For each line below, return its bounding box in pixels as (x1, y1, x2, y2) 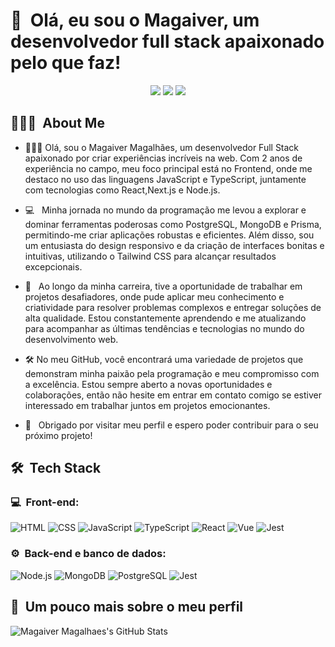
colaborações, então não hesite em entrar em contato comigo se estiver (24, 389, 322, 401)
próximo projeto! (24, 429, 93, 441)
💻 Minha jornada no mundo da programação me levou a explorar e (24, 204, 307, 216)
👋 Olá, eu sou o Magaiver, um (10, 9, 260, 32)
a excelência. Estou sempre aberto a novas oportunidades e (24, 378, 273, 390)
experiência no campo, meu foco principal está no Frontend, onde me (24, 162, 313, 174)
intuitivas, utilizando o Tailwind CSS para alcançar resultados (24, 250, 277, 262)
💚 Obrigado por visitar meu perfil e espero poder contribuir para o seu (24, 419, 319, 431)
